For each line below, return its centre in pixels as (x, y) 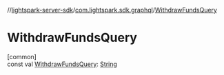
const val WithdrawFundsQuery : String (62, 64)
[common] (22, 56)
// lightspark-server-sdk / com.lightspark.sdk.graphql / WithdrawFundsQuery (112, 10)
